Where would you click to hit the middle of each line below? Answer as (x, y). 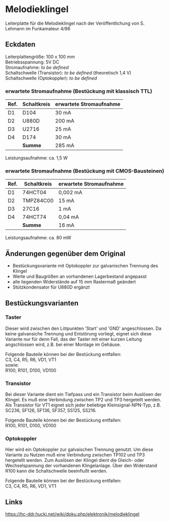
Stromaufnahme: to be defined (37, 67)
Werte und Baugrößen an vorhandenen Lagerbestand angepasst (80, 276)
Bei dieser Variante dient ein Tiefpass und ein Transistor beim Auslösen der (83, 394)
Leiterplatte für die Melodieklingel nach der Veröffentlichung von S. (75, 23)
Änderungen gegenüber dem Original (65, 253)
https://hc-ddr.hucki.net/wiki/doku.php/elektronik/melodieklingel (72, 514)
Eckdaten (20, 45)
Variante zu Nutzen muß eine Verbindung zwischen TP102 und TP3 (75, 455)
